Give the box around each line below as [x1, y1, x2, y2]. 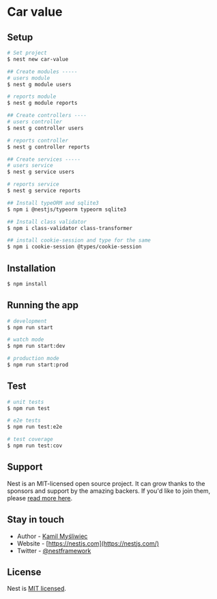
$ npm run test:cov [7, 442, 63, 449]
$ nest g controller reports [7, 143, 90, 151]
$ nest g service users [7, 168, 75, 175]
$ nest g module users [7, 81, 72, 88]
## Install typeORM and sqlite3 [7, 199, 99, 206]
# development [7, 318, 48, 324]
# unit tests [7, 398, 44, 405]
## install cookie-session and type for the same [7, 237, 151, 244]
